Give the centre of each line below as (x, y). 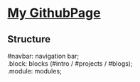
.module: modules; (34, 71)
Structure (29, 39)
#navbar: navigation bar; (43, 56)
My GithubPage (54, 13)
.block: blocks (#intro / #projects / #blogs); (70, 64)
